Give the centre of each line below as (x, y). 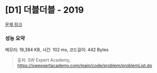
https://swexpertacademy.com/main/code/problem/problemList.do (85, 66)
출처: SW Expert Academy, (44, 60)
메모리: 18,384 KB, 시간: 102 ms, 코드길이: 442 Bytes (57, 50)
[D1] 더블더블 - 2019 (45, 10)
